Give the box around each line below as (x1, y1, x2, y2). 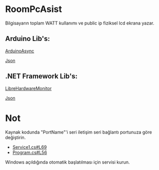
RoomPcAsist (5, 3, 62, 15)
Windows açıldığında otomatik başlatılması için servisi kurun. (5, 159, 130, 165)
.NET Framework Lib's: (5, 72, 78, 80)
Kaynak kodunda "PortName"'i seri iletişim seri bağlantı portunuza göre (5, 129, 152, 135)
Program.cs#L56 (12, 149, 47, 155)
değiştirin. (5, 134, 26, 140)
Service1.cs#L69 (12, 144, 47, 150)
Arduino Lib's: (5, 34, 50, 43)
